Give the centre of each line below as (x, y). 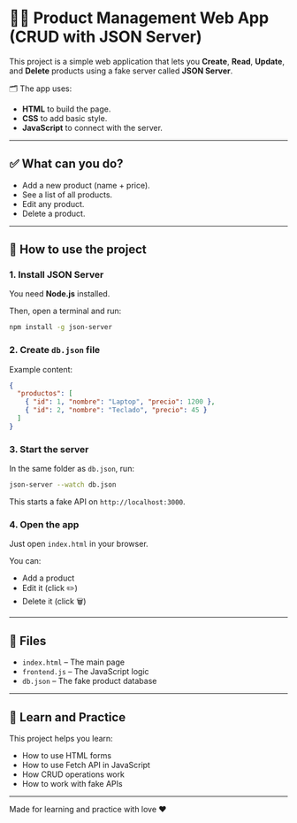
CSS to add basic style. (65, 118)
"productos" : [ (45, 394)
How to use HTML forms (67, 755)
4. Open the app (44, 524)
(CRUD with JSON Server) (106, 37)
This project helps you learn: (61, 738)
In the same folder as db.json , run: (72, 469)
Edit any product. (53, 204)
